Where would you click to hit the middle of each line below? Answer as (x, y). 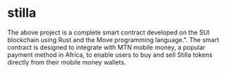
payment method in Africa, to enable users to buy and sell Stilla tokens (110, 55)
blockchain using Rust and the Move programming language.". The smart (113, 39)
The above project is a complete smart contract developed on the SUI (108, 32)
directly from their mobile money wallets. (67, 62)
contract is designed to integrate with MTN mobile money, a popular (107, 47)
